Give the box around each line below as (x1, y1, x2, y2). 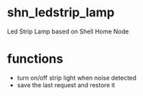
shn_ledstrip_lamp (7, 5, 115, 20)
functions (7, 51, 64, 67)
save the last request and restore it (16, 80, 115, 89)
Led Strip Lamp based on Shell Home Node (7, 27, 129, 35)
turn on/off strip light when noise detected (16, 74, 137, 82)
